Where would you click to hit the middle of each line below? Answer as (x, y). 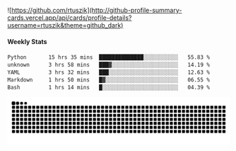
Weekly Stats (27, 41)
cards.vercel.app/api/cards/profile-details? (70, 18)
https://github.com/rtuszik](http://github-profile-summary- (97, 10)
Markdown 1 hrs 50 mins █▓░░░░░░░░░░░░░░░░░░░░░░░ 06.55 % (109, 80)
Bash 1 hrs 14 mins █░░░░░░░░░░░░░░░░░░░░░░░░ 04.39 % (109, 87)
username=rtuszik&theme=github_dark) (65, 25)
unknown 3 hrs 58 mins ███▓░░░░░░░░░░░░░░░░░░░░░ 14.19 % (109, 65)
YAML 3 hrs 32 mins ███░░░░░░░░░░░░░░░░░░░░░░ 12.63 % (109, 72)
